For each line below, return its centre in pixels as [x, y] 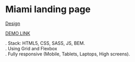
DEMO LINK [18, 33]
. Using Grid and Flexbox [31, 48]
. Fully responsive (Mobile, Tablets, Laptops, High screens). [68, 54]
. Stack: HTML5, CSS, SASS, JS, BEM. [45, 43]
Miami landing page [48, 9]
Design [13, 23]
